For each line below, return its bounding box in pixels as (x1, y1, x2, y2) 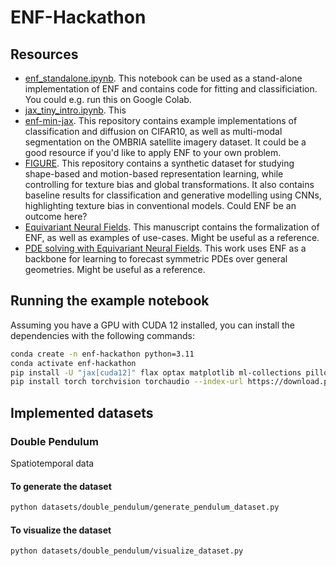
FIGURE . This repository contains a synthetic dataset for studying (24, 157, 295, 169)
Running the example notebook (10, 292, 210, 310)
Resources (10, 46, 79, 63)
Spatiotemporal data (10, 457, 95, 469)
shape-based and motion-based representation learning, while (24, 168, 284, 180)
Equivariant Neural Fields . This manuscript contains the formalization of (24, 221, 320, 233)
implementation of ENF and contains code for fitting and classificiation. (24, 83, 318, 95)
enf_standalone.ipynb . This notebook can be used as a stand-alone (24, 72, 303, 84)
